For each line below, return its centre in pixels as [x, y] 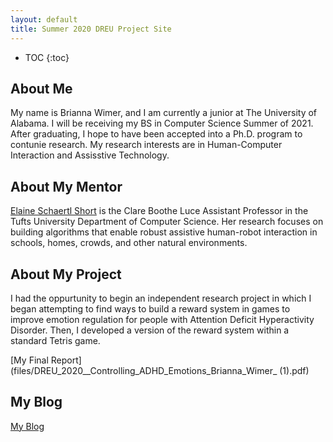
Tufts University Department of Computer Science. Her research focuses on [167, 222]
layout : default [44, 19]
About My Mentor [66, 186]
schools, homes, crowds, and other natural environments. [129, 243]
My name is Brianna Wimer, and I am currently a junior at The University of [164, 113]
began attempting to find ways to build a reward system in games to [150, 308]
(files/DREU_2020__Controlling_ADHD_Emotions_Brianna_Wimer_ [144, 370]
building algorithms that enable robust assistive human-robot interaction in [164, 232]
